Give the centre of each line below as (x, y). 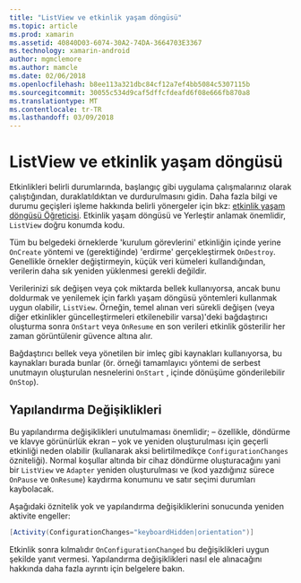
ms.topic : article (43, 26)
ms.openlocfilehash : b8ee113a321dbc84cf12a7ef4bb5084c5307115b (130, 84)
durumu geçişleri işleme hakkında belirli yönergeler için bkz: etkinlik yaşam (147, 206)
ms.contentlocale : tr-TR (56, 109)
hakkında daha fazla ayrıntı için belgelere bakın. (97, 568)
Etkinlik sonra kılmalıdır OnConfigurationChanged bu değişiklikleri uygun (139, 549)
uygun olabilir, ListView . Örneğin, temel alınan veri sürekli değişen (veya (142, 308)
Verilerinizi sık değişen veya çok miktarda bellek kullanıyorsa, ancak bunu (145, 289)
